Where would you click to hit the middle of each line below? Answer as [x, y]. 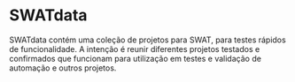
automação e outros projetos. [63, 68]
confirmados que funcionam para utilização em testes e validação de [135, 58]
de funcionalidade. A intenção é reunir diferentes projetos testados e [135, 48]
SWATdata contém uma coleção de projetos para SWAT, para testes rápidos [147, 40]
